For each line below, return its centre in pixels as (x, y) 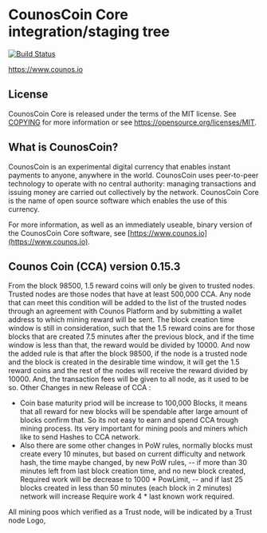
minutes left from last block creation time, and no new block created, (133, 471)
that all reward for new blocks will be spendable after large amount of (134, 412)
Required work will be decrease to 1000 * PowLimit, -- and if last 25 (131, 479)
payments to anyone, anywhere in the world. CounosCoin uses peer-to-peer (133, 175)
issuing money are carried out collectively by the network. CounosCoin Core (133, 192)
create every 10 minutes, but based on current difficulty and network (132, 454)
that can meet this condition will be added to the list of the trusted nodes (128, 303)
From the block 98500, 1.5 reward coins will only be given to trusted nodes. (132, 286)
